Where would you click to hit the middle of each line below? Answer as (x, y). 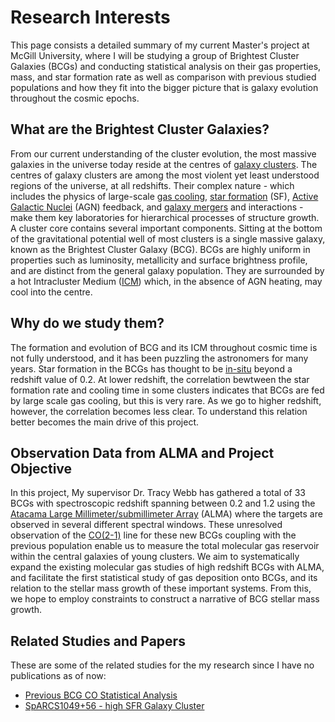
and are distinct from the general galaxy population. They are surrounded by (167, 270)
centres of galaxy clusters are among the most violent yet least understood (165, 175)
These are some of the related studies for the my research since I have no (162, 665)
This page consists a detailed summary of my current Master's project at (160, 45)
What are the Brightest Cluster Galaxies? (140, 129)
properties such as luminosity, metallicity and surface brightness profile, (159, 260)
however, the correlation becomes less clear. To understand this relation (159, 411)
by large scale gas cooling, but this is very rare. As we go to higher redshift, (166, 400)
